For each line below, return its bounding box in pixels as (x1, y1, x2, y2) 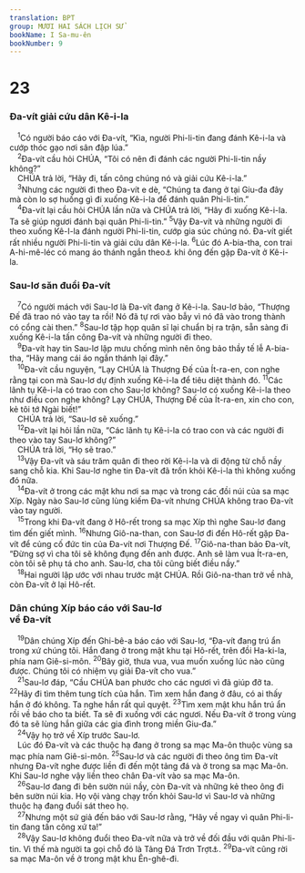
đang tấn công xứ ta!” (21, 821, 103, 833)
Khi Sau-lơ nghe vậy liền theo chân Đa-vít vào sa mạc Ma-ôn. (9, 770, 240, 781)
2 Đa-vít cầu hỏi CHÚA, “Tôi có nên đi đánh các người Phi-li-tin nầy (17, 152, 267, 165)
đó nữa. (9, 474, 38, 485)
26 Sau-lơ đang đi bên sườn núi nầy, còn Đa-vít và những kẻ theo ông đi (17, 779, 284, 792)
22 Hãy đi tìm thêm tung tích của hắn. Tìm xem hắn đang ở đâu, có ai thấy (9, 686, 282, 699)
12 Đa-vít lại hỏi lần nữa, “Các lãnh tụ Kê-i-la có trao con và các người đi (17, 423, 284, 435)
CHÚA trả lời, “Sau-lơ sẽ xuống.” (17, 413, 139, 424)
